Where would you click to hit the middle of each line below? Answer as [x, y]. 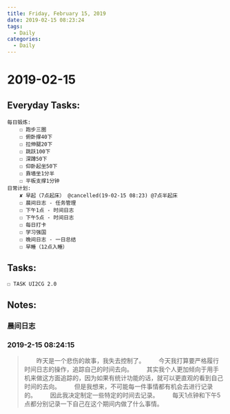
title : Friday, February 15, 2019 [57, 13]
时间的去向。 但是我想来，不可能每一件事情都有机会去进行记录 [118, 386]
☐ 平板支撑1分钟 [40, 181]
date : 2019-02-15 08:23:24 [46, 20]
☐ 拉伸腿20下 [36, 144]
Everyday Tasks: [44, 105]
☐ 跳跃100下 [35, 152]
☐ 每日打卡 [33, 225]
